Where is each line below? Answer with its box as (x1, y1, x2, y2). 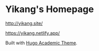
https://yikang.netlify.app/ (5, 30, 60, 36)
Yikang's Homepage (5, 4, 94, 15)
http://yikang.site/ (5, 20, 43, 26)
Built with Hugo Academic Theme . (5, 39, 78, 46)
